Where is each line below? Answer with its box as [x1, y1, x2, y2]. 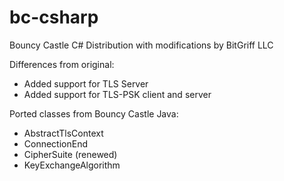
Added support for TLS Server [23, 77, 149, 90]
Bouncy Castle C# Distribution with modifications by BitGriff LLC [9, 39, 274, 51]
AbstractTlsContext [23, 127, 104, 139]
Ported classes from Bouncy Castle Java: [9, 107, 179, 120]
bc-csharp [9, 6, 99, 29]
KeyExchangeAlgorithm [23, 159, 121, 171]
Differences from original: [9, 58, 115, 70]
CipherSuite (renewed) [23, 148, 118, 160]
